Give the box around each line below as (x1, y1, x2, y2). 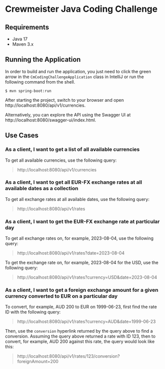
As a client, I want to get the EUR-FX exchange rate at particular (5, 218, 160, 225)
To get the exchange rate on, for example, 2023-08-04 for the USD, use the (5, 259, 159, 266)
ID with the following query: (5, 309, 61, 315)
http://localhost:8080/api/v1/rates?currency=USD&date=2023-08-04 (17, 274, 157, 281)
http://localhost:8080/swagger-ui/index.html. (5, 117, 97, 123)
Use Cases (5, 131, 39, 140)
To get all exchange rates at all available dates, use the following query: (5, 196, 150, 202)
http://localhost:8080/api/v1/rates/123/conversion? (17, 353, 120, 359)
